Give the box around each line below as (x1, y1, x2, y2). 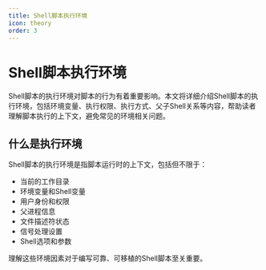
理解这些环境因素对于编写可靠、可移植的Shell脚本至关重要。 (8, 253, 208, 264)
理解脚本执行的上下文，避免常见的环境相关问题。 (8, 111, 170, 121)
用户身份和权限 (19, 197, 70, 206)
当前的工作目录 (19, 177, 70, 186)
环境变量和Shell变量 (19, 187, 87, 197)
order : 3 (8, 26, 38, 34)
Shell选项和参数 (19, 236, 72, 246)
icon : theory (8, 19, 52, 27)
